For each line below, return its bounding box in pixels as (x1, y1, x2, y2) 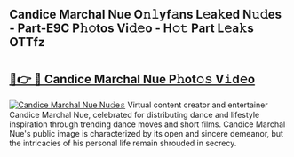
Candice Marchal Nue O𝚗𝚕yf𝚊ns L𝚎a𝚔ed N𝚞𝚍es (9, 7, 282, 22)
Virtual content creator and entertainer (127, 99, 268, 110)
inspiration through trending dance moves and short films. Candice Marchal (9, 119, 286, 130)
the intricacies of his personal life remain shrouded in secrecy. (9, 137, 237, 148)
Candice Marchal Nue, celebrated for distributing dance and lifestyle (9, 110, 260, 120)
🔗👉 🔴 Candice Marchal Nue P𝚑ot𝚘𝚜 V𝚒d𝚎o (9, 71, 256, 87)
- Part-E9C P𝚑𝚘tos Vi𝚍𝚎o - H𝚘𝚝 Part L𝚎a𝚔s (9, 21, 255, 36)
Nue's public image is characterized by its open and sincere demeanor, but (9, 129, 284, 138)
